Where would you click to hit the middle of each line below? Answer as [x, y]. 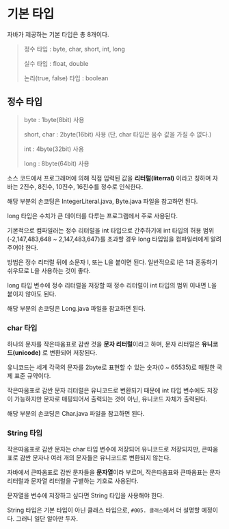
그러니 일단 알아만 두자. [47, 519]
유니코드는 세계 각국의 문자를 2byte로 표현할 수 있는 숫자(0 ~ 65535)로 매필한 [111, 367]
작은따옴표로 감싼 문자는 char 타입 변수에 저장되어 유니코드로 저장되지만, [104, 449]
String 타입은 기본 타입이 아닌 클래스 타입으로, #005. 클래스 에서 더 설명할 [104, 510]
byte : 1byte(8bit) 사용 [54, 119]
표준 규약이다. [32, 376]
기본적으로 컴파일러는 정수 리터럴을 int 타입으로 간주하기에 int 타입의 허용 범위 [111, 230]
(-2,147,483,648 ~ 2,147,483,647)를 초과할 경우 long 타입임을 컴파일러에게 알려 [114, 239]
